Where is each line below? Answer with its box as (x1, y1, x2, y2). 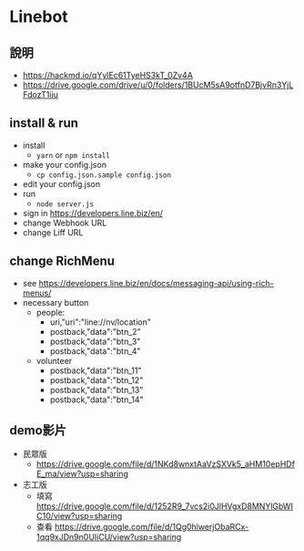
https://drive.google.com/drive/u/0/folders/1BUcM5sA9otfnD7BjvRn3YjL (22, 79, 294, 90)
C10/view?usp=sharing (35, 511, 123, 522)
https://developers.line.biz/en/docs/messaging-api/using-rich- (38, 277, 275, 288)
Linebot (9, 6, 68, 27)
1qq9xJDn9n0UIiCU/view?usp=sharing (35, 532, 182, 543)
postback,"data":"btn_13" (49, 384, 144, 395)
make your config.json (22, 159, 107, 170)
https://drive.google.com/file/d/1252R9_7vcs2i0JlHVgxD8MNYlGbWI (35, 501, 294, 512)
